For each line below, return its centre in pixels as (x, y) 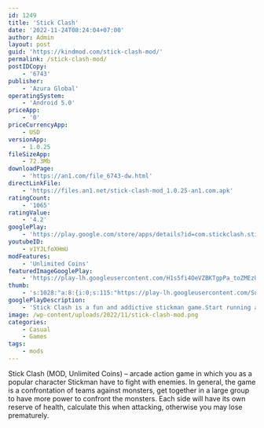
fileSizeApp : (29, 154)
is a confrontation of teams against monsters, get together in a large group (129, 390)
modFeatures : (29, 256)
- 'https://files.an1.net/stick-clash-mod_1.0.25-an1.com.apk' (128, 190)
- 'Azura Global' (51, 88)
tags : (17, 344)
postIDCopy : (27, 67)
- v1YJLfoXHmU (45, 249)
